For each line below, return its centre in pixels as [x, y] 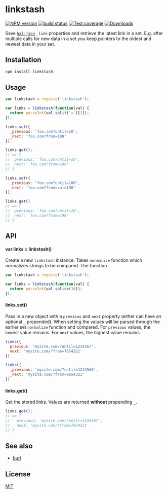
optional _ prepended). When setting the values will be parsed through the [83, 322]
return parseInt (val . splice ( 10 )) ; [46, 289]
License [18, 474]
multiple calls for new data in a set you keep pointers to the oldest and [78, 39]
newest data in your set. [30, 44]
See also [19, 446]
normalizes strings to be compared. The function [56, 266]
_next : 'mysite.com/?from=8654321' [47, 375]
